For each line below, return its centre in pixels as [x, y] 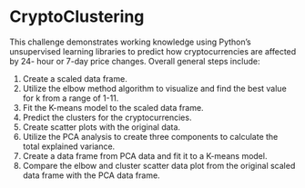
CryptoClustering [77, 17]
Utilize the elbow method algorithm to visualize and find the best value [154, 88]
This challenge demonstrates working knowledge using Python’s [131, 42]
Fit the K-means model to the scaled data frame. [113, 107]
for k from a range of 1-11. [71, 98]
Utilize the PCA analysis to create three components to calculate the [150, 136]
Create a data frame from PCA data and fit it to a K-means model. [145, 155]
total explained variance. [69, 146]
